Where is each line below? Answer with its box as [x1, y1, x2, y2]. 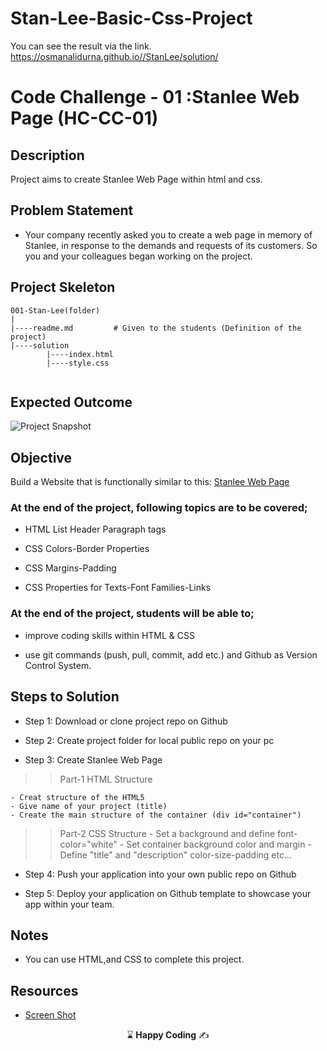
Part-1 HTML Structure [59, 773, 153, 785]
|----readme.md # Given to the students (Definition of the [10, 323, 302, 333]
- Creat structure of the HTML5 [10, 792, 145, 802]
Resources [10, 982, 79, 999]
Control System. [24, 659, 92, 671]
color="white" [59, 838, 118, 850]
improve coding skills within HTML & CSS [24, 629, 195, 641]
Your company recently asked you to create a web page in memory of [24, 228, 313, 241]
